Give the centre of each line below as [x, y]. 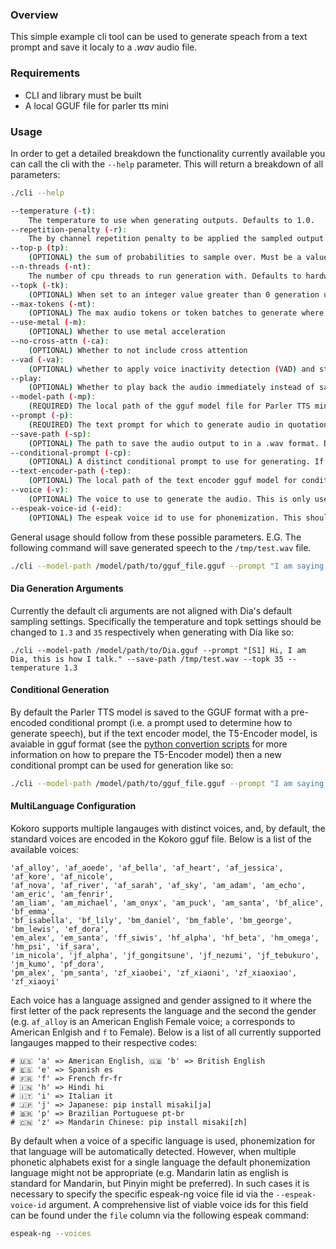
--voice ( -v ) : [40, 490]
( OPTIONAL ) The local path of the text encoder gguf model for [163, 481]
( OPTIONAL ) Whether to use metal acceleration [127, 332]
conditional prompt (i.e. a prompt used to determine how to [171, 722]
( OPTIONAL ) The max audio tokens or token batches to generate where [176, 313]
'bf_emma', [33, 911]
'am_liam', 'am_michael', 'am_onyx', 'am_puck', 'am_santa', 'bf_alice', [167, 903]
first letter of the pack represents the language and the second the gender [163, 1010]
